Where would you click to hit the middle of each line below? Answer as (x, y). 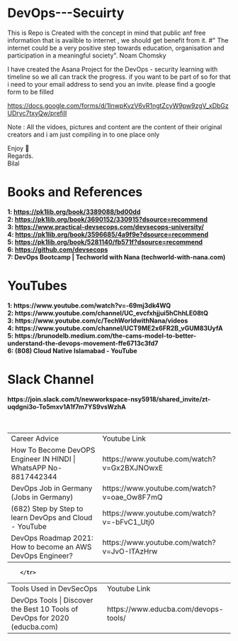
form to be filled (31, 92)
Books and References (75, 192)
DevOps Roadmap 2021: (52, 538)
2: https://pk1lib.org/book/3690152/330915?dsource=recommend (107, 219)
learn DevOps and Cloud (52, 517)
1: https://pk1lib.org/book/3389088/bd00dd (74, 212)
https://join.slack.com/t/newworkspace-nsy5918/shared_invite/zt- (109, 399)
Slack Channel (51, 379)
